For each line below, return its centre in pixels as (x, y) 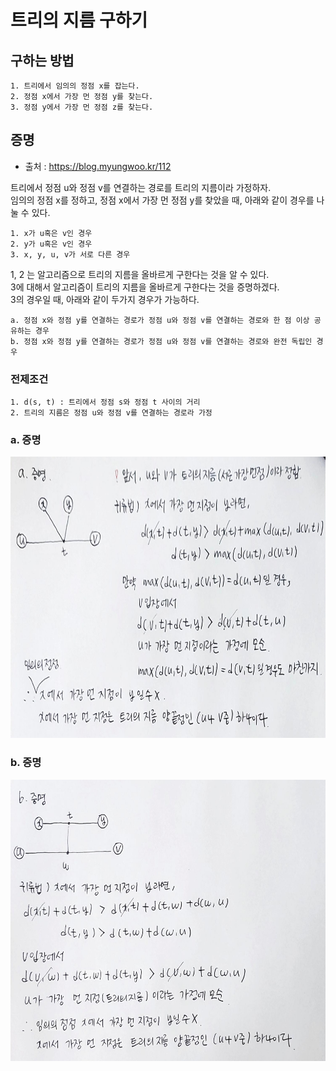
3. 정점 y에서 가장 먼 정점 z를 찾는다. (82, 107)
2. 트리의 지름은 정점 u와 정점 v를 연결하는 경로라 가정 (111, 413)
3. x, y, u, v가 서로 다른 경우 (70, 254)
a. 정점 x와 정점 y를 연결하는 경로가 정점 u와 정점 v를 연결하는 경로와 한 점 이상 (160, 320)
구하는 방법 (42, 60)
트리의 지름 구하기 (79, 20)
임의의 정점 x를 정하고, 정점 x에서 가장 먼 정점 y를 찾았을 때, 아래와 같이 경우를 (162, 200)
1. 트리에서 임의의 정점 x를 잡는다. (75, 86)
